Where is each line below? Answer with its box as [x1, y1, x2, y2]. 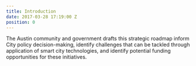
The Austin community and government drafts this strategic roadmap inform [6, 35, 190, 42]
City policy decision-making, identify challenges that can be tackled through [6, 41, 190, 48]
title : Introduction [6, 8, 57, 14]
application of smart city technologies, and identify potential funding [6, 47, 171, 54]
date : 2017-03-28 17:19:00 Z [6, 14, 77, 20]
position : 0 [6, 19, 35, 25]
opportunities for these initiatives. [6, 53, 87, 61]
